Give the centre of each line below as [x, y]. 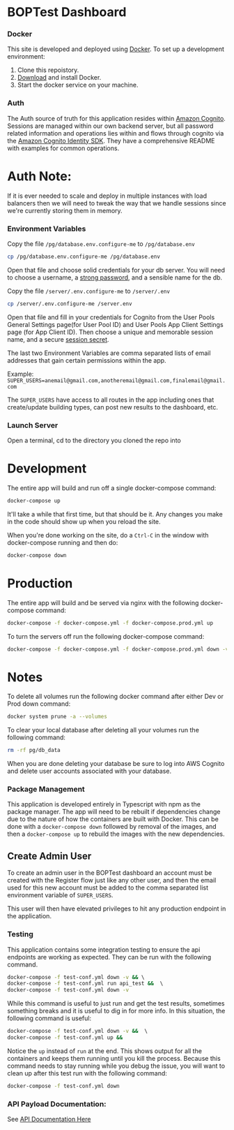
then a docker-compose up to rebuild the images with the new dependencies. [116, 834]
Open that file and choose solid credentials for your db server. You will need [116, 270]
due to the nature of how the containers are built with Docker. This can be [113, 819]
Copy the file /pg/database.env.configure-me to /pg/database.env [101, 244]
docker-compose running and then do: [63, 542]
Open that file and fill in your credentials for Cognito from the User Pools [111, 317]
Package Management [46, 789]
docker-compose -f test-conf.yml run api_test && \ [85, 984]
